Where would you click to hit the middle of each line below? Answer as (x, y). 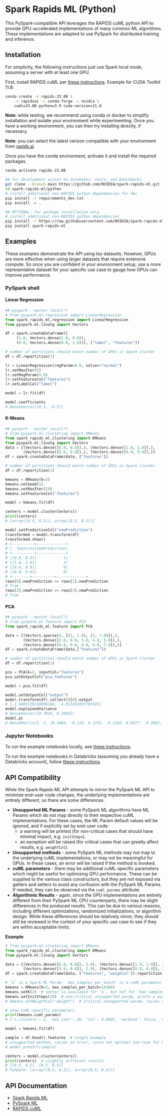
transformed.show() (25, 539)
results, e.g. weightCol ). (44, 847)
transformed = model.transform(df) (42, 535)
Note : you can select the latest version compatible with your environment (81, 141)
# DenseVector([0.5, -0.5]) (34, 407)
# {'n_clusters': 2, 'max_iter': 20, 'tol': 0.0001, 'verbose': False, (81, 1020)
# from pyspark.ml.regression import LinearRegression (63, 315)
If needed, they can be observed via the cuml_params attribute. (76, 889)
